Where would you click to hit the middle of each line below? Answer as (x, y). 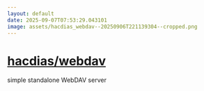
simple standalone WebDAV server (57, 80)
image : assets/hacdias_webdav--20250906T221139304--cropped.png (102, 26)
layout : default (31, 14)
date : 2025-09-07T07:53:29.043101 (57, 20)
